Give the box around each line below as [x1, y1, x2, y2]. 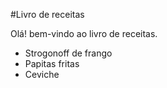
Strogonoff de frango [24, 47, 113, 59]
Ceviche [24, 69, 60, 80]
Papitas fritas [24, 58, 80, 69]
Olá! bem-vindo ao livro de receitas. [10, 28, 158, 39]
